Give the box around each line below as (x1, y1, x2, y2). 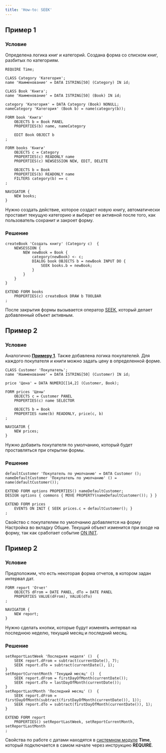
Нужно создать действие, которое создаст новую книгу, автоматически (5, 207, 161, 213)
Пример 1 (5, 26, 36, 34)
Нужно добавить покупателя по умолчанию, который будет (5, 442, 133, 448)
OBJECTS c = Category (14, 150, 59, 155)
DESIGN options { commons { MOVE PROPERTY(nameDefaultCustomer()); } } (5, 493, 157, 498)
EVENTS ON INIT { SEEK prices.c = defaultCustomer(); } (14, 506, 133, 511)
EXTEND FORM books (5, 289, 43, 294)
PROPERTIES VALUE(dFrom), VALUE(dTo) (14, 594, 93, 599)
